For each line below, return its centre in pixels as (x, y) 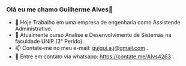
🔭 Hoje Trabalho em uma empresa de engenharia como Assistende (97, 23)
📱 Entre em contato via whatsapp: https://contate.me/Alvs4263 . (94, 56)
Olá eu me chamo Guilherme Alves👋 (59, 10)
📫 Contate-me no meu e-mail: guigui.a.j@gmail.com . (81, 48)
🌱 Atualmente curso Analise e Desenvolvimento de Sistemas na (93, 35)
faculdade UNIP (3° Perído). (49, 42)
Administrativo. (34, 29)
